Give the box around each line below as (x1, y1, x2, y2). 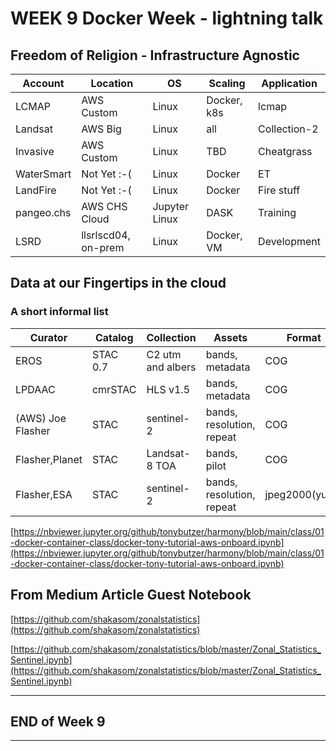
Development (258, 235, 321, 248)
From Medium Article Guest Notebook (10, 587, 252, 604)
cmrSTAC (91, 382, 137, 396)
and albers (146, 360, 197, 374)
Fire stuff (258, 183, 301, 197)
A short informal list (10, 305, 109, 319)
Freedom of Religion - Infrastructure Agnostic (10, 47, 300, 64)
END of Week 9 (10, 713, 106, 730)
